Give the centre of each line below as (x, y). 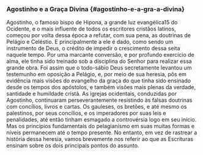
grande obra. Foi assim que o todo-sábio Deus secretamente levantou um (99, 68)
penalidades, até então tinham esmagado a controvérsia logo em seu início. (102, 120)
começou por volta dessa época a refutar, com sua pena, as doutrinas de (99, 35)
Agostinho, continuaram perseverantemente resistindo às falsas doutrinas (99, 100)
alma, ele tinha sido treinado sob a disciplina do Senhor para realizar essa (99, 61)
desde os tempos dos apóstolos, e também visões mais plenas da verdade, (101, 87)
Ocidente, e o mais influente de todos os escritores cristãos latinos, (91, 29)
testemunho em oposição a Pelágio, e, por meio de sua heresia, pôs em (96, 74)
